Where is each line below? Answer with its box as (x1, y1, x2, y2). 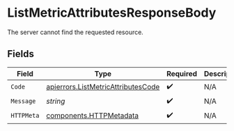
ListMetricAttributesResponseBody (7, 5, 217, 21)
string (46, 96, 65, 106)
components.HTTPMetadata (46, 111, 139, 121)
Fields (7, 48, 35, 60)
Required (166, 68, 197, 78)
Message (10, 98, 36, 105)
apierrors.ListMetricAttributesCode (46, 82, 160, 92)
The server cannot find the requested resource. (7, 28, 144, 36)
